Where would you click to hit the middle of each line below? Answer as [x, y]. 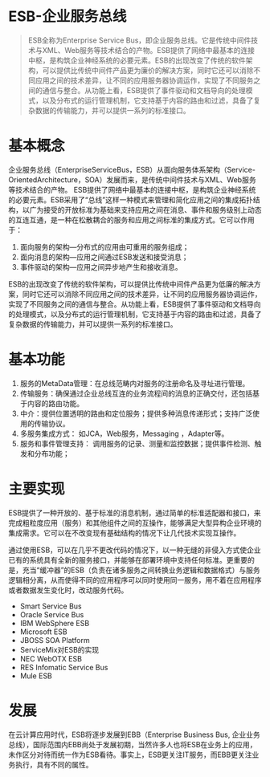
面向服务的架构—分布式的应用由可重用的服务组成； [104, 246]
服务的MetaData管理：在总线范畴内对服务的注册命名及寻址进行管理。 [135, 383]
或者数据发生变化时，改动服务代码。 [68, 590]
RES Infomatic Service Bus [64, 667]
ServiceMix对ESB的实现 [59, 649]
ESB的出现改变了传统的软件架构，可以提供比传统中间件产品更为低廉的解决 [131, 284]
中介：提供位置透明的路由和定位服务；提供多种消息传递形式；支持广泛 [136, 413]
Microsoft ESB [43, 632]
